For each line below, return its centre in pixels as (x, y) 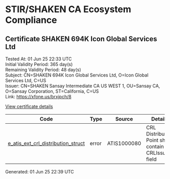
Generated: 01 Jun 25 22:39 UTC (40, 172)
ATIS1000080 (124, 143)
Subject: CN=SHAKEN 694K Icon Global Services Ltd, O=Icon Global (77, 75)
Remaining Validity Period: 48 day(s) (43, 70)
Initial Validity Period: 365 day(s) (39, 64)
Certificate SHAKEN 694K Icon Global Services (81, 39)
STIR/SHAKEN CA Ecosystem (68, 9)
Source (124, 119)
